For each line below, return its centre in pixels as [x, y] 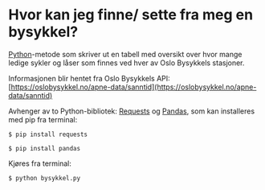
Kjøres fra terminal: [40, 163]
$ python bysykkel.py [45, 178]
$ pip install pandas [45, 148]
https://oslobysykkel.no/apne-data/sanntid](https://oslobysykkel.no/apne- [134, 87]
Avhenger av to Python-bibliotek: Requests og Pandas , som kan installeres [132, 111]
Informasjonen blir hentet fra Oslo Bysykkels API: [89, 78]
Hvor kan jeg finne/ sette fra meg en [131, 15]
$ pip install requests [48, 134]
